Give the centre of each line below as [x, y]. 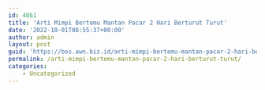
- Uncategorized [49, 74]
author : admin [32, 37]
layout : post [30, 45]
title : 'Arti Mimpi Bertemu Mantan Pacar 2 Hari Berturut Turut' [118, 23]
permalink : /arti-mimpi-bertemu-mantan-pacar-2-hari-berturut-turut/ [125, 59]
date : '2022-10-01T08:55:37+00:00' [67, 30]
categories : [28, 67]
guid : [17, 52]
